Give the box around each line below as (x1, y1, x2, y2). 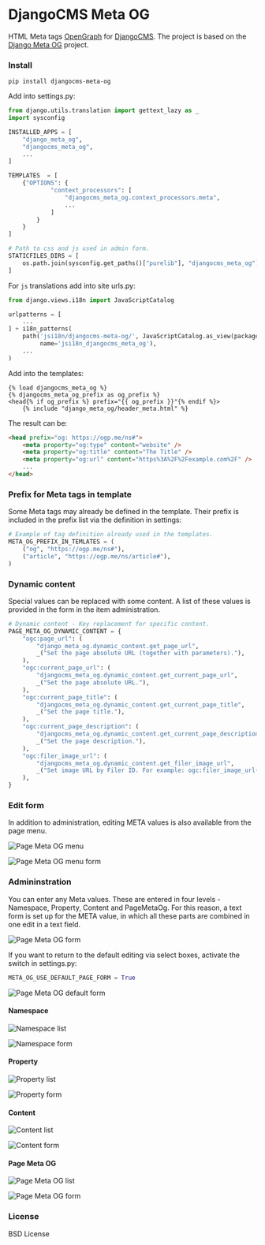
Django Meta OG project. (8, 39, 89, 49)
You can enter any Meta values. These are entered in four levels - (8, 894, 221, 904)
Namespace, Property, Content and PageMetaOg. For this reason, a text (8, 903, 242, 912)
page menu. (8, 826, 47, 836)
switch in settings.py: (8, 958, 77, 967)
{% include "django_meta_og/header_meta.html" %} (22, 404, 189, 412)
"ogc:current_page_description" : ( (22, 723, 140, 731)
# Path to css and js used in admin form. (8, 244, 150, 253)
